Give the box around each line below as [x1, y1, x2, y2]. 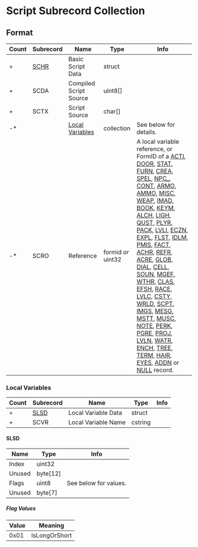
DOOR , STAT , [136, 160, 173, 167]
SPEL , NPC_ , [136, 174, 171, 182]
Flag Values [6, 505, 37, 512]
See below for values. [67, 479, 127, 487]
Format [6, 28, 34, 38]
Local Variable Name [68, 419, 126, 427]
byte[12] [36, 469, 61, 477]
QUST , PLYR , [136, 219, 173, 226]
